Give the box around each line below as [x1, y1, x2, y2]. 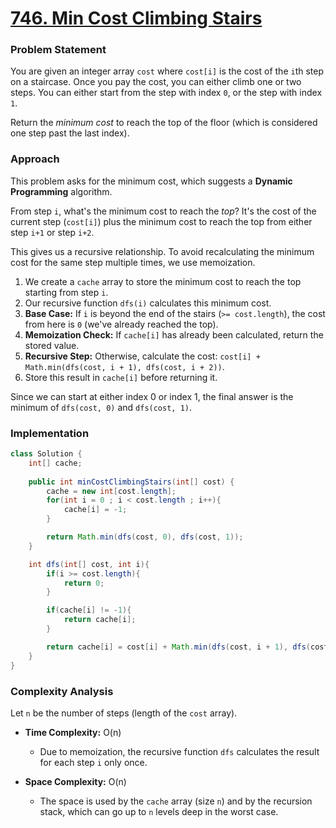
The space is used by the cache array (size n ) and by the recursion [39, 795, 313, 807]
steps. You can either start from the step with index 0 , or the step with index [10, 87, 323, 99]
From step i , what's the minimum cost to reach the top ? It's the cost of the [10, 205, 317, 217]
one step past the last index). [10, 127, 130, 139]
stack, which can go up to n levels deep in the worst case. [39, 805, 279, 817]
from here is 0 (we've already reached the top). [24, 318, 219, 330]
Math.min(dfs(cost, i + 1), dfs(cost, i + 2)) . [24, 360, 225, 372]
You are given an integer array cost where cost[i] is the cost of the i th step [10, 65, 325, 77]
